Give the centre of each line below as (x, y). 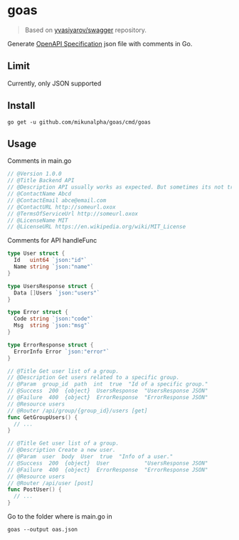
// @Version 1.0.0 (34, 174)
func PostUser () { (34, 489)
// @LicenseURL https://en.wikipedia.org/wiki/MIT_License (97, 227)
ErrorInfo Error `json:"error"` (62, 351)
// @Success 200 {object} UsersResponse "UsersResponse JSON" (108, 391)
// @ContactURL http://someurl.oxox (62, 207)
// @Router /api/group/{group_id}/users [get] (78, 411)
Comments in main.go (39, 161)
